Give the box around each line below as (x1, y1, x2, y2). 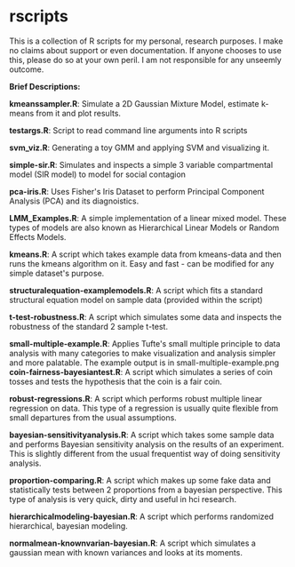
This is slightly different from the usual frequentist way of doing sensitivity (9, 448, 281, 459)
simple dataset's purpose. (9, 268, 105, 278)
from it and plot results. (36, 108, 122, 118)
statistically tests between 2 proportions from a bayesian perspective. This (9, 484, 283, 495)
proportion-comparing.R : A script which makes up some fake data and (9, 475, 271, 485)
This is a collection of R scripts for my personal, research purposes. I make (9, 36, 283, 46)
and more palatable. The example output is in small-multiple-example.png (9, 357, 280, 368)
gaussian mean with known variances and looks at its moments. (9, 547, 243, 557)
